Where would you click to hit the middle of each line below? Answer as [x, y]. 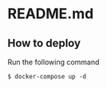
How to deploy [44, 43]
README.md [51, 14]
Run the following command [53, 62]
